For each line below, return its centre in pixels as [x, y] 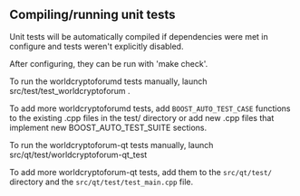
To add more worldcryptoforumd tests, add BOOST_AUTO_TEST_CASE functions [150, 108]
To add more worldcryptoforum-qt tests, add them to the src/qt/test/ [140, 172]
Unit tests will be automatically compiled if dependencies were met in [139, 36]
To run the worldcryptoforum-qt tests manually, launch [111, 145]
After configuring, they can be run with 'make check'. [109, 63]
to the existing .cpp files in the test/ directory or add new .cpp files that [142, 117]
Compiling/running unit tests [92, 15]
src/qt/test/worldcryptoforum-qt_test [78, 154]
